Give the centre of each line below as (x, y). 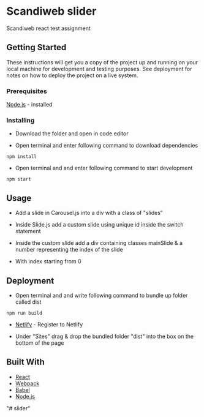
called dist (28, 302)
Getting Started (36, 47)
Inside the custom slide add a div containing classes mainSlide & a (99, 243)
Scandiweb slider (51, 11)
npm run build (25, 313)
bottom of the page (40, 343)
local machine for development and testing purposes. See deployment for (99, 69)
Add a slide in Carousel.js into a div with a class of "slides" (89, 213)
